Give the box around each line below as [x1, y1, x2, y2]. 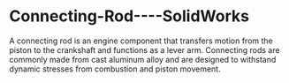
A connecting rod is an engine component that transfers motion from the [9, 35, 274, 46]
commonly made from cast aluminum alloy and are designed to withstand [9, 54, 277, 64]
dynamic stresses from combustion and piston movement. [9, 64, 221, 74]
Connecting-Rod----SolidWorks [9, 6, 250, 26]
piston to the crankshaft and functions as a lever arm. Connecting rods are [9, 44, 280, 55]
